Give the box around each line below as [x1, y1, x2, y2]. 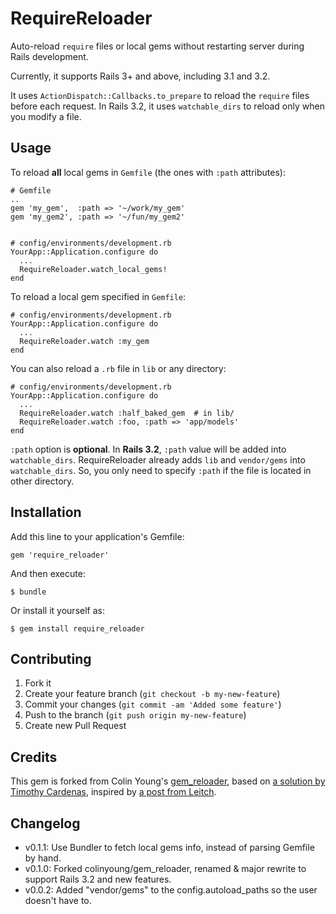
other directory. [10, 475, 75, 487]
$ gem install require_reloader [10, 623, 145, 634]
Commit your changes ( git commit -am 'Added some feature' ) [24, 698, 282, 711]
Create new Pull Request [24, 720, 127, 732]
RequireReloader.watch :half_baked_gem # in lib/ [19, 408, 235, 418]
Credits [10, 748, 58, 766]
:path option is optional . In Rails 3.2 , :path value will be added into [10, 443, 287, 455]
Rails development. [10, 50, 89, 62]
